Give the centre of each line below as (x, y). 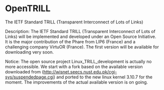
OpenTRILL (28, 9)
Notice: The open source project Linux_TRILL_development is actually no (78, 61)
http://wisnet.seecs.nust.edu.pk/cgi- (80, 72)
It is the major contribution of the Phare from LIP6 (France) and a (70, 41)
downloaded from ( (24, 72)
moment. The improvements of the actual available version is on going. (77, 82)
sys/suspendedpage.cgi (29, 77)
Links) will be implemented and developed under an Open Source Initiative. (81, 36)
